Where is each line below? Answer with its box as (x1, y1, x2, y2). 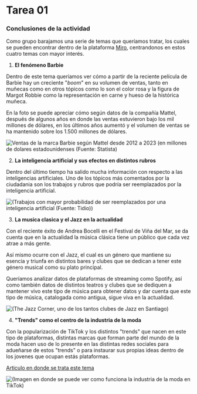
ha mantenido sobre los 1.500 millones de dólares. (6, 128, 127, 135)
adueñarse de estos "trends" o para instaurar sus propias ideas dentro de (6, 347, 184, 354)
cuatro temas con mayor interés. (6, 50, 84, 58)
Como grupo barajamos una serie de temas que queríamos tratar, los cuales (6, 38, 190, 45)
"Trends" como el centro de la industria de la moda (14, 316, 142, 324)
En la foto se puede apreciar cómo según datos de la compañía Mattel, (6, 109, 177, 116)
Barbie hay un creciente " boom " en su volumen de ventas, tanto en (6, 79, 168, 86)
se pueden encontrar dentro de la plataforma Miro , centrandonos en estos (6, 44, 186, 51)
